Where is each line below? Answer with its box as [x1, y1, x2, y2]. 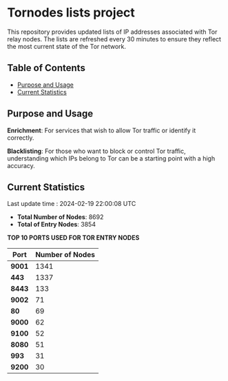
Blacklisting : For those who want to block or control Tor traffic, [7, 147, 186, 155]
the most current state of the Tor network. [7, 42, 126, 50]
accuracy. [7, 161, 36, 169]
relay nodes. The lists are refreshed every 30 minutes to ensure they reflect [7, 34, 222, 43]
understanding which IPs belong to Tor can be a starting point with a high [7, 154, 216, 163]
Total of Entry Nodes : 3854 [17, 220, 96, 229]
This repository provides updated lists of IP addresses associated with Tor [7, 28, 218, 36]
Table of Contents [7, 62, 86, 74]
